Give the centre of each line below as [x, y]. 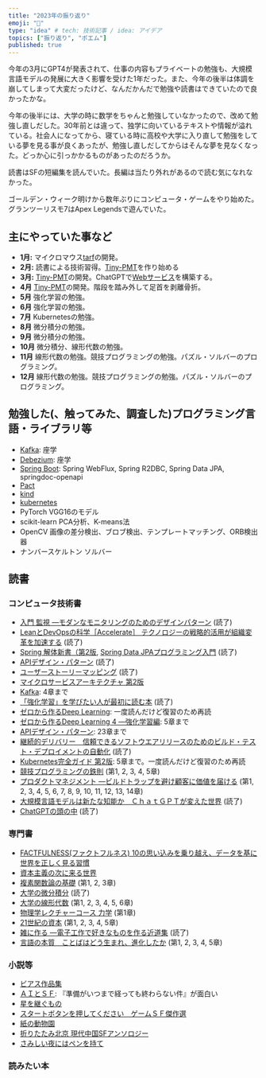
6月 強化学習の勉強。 [54, 306]
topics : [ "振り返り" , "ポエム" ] [58, 38]
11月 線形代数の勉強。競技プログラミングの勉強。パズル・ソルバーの [131, 356]
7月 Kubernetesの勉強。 [59, 317]
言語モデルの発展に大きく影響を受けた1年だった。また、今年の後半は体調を [131, 79]
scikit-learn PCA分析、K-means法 [75, 521]
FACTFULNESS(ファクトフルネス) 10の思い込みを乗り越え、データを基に [139, 853]
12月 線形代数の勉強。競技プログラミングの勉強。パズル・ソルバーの [132, 376]
